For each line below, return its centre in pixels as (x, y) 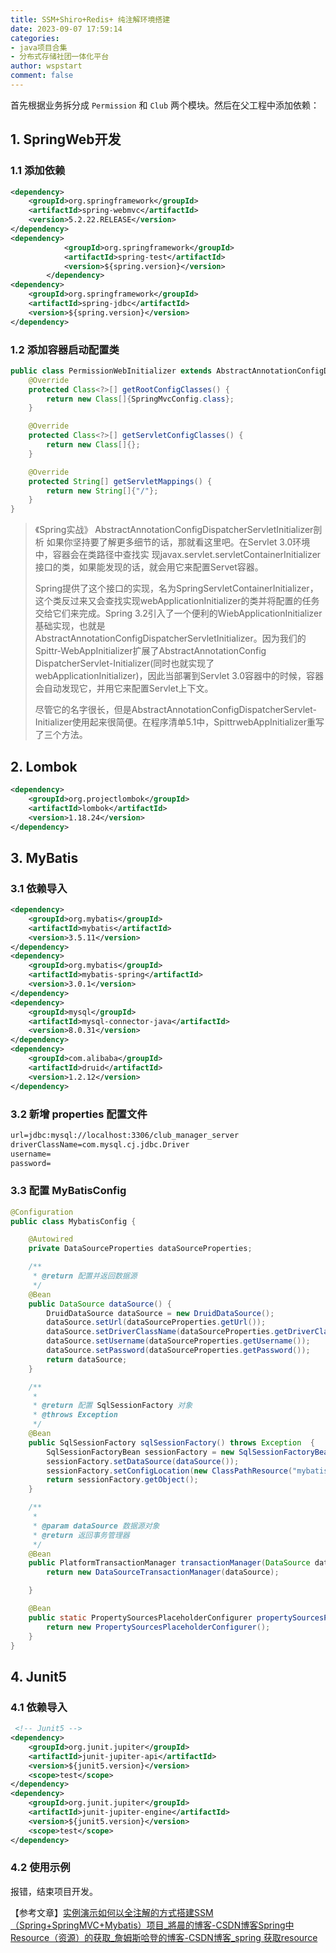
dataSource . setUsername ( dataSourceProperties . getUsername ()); (178, 1341)
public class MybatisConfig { (73, 1221)
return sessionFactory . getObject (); (122, 1480)
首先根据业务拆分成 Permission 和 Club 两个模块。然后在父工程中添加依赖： (165, 105)
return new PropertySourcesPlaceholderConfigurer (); (158, 1627)
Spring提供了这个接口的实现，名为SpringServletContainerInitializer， (176, 588)
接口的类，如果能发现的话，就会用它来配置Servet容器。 (149, 567)
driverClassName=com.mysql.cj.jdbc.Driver (100, 1144)
